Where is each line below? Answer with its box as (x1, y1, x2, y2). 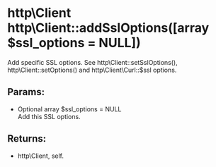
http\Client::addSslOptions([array (7, 20, 210, 36)
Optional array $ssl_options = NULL (17, 104, 122, 113)
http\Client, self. (17, 151, 64, 160)
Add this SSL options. (17, 112, 81, 120)
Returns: (7, 132, 47, 145)
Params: (7, 86, 45, 98)
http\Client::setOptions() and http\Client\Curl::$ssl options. (7, 66, 177, 74)
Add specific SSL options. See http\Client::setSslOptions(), (7, 58, 178, 66)
